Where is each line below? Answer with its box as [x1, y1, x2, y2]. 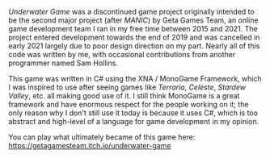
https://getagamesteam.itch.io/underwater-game [8, 141, 171, 150]
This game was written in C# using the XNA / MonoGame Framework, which [8, 74, 262, 83]
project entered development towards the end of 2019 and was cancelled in [8, 32, 260, 42]
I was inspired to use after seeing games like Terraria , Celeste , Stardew [8, 82, 247, 92]
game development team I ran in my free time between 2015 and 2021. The [8, 24, 258, 33]
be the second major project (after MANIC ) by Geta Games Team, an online [8, 15, 259, 25]
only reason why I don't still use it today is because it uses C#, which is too [8, 108, 259, 118]
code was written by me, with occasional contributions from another [8, 50, 236, 59]
